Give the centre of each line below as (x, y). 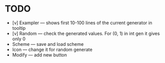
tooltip (19, 28)
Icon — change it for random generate (52, 49)
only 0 (19, 39)
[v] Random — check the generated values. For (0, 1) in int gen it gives (86, 33)
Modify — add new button (39, 55)
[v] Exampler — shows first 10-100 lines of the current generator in (82, 23)
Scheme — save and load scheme (48, 44)
